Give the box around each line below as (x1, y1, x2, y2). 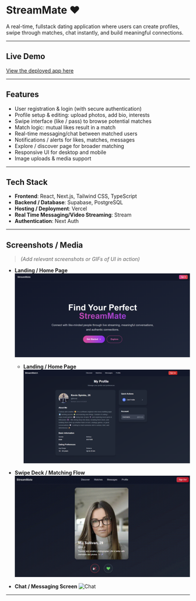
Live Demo (6, 51, 45, 61)
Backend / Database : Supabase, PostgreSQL (14, 199, 124, 206)
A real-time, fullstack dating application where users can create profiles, (6, 23, 180, 30)
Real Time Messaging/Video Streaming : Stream (14, 211, 132, 218)
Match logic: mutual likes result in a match (14, 123, 116, 130)
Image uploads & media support (14, 154, 92, 162)
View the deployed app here (6, 67, 74, 74)
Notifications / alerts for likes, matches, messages (14, 136, 135, 143)
